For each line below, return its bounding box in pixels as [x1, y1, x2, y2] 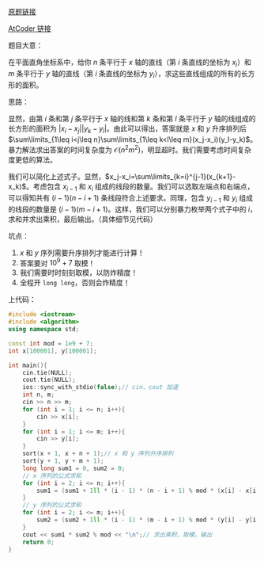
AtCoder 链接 [8, 24, 51, 33]
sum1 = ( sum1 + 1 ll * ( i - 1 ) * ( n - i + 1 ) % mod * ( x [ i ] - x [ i [36, 487, 257, 494]
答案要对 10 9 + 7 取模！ [19, 257, 96, 268]
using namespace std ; [8, 326, 80, 334]
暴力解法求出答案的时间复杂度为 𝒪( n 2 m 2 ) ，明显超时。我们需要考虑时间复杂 [8, 143, 251, 155]
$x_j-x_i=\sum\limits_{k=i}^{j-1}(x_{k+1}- [105, 172, 236, 181]
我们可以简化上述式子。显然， [8, 172, 105, 181]
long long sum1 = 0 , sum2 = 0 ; [22, 464, 126, 472]
